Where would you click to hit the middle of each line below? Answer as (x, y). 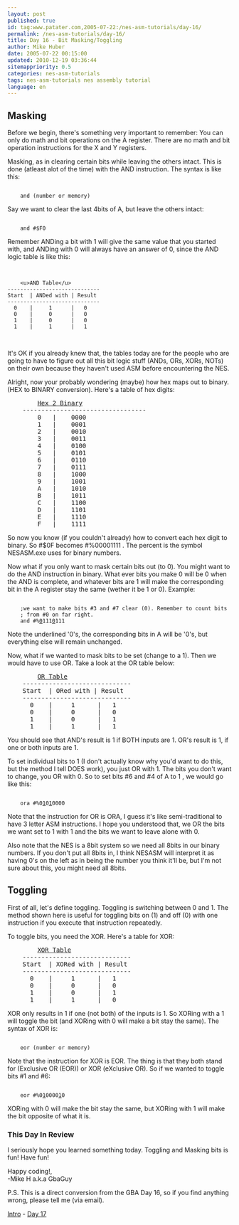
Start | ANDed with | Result (52, 296)
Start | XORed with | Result (75, 964)
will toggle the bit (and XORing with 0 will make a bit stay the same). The (113, 1021)
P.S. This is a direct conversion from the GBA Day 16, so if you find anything (118, 1193)
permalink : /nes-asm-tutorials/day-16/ (67, 34)
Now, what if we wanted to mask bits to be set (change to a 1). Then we (112, 656)
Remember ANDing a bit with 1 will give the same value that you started (112, 242)
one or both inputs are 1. (43, 748)
